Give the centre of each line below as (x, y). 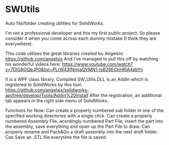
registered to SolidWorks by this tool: (44, 85)
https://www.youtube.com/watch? (97, 64)
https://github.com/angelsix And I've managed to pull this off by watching (82, 58)
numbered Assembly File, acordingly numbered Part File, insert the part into (84, 121)
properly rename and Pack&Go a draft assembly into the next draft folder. (82, 131)
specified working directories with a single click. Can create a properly (79, 116)
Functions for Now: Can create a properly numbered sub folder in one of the (85, 110)
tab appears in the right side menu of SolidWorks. (57, 100)
